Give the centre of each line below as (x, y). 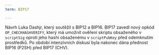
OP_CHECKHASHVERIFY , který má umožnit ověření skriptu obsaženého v (73, 32)
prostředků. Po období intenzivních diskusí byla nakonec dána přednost (77, 42)
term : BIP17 (17, 9)
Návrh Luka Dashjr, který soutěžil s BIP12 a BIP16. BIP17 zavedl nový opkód (80, 27)
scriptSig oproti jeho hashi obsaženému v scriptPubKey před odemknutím (79, 37)
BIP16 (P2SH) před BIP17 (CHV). (37, 47)
